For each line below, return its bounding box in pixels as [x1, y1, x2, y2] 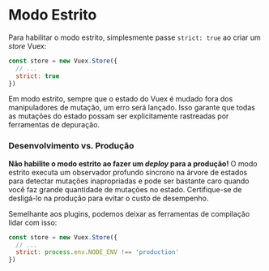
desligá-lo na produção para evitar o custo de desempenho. [8, 193, 209, 203]
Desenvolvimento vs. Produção [8, 140, 134, 152]
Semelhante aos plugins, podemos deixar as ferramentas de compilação [8, 209, 250, 218]
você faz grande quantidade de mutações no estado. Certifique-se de [8, 184, 242, 194]
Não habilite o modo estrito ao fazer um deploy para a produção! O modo [8, 158, 258, 168]
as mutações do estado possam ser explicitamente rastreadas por [8, 111, 229, 121]
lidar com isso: [8, 217, 58, 227]
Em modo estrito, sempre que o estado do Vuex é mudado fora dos [8, 94, 233, 104]
